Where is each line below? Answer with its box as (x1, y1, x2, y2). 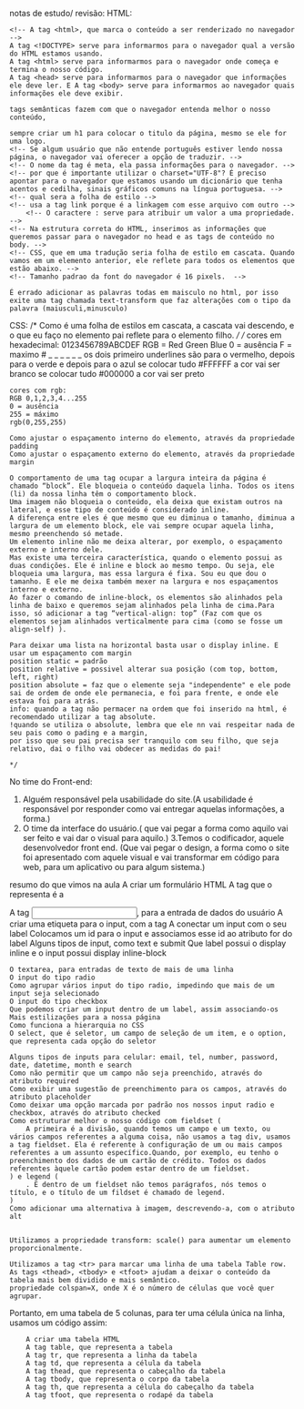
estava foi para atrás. (9, 696, 100, 705)
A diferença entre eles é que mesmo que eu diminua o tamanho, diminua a (9, 513, 296, 522)
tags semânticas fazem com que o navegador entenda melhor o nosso (9, 105, 271, 114)
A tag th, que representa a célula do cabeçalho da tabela (25, 1383, 255, 1392)
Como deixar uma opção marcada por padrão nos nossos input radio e (9, 1100, 275, 1110)
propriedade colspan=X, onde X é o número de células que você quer (9, 1283, 275, 1292)
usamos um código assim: (9, 1317, 107, 1328)
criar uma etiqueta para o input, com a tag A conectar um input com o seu (9, 918, 287, 929)
